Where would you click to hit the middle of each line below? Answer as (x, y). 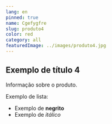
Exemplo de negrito (39, 108)
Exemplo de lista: (27, 96)
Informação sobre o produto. (41, 85)
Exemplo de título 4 (43, 70)
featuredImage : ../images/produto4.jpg (56, 46)
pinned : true (22, 18)
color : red (19, 34)
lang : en (17, 12)
